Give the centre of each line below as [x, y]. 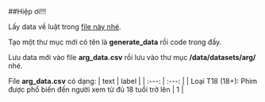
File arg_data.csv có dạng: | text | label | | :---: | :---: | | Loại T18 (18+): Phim [133, 81]
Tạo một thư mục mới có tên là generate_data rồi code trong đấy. [115, 42]
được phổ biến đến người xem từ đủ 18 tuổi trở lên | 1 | [96, 89]
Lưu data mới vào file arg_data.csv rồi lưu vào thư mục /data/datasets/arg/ [132, 57]
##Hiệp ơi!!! [27, 11]
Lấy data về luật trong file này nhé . [65, 26]
